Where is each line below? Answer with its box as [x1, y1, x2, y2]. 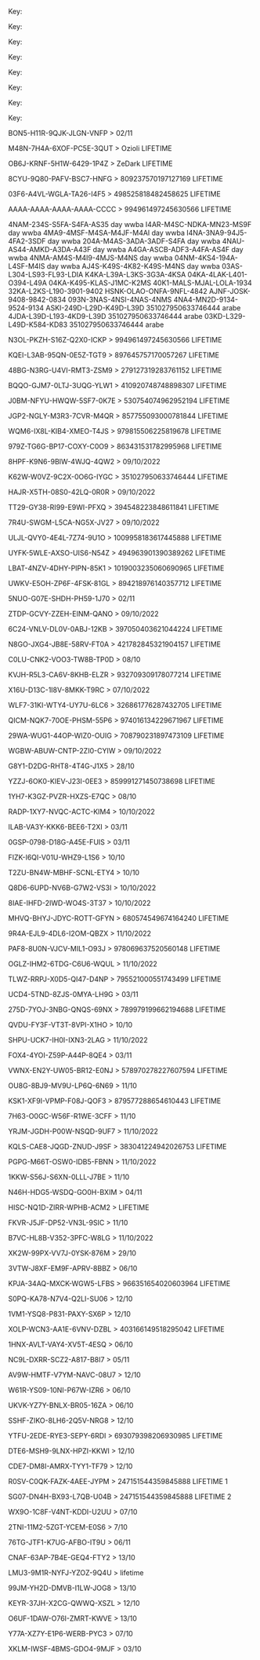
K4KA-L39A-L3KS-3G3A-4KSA [85, 270, 186, 279]
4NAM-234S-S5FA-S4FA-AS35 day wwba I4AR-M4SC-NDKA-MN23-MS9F [8, 220, 252, 229]
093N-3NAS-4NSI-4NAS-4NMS [67, 295, 172, 304]
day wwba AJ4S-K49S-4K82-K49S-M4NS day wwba [46, 262, 221, 270]
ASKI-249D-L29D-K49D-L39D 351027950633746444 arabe [45, 303, 241, 313]
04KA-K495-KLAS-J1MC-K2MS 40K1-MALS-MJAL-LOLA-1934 [48, 278, 252, 288]
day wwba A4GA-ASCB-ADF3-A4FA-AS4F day [92, 245, 244, 254]
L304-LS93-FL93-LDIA [8, 270, 84, 279]
